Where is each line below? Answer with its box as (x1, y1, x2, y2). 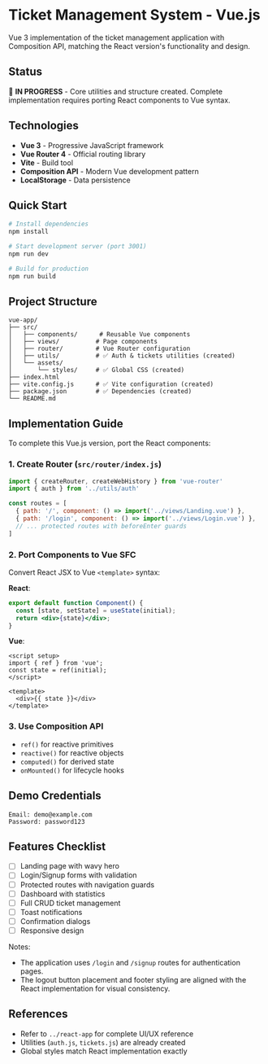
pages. (19, 966, 44, 976)
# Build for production (8, 265, 89, 273)
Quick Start (8, 198, 67, 212)
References (8, 1007, 68, 1021)
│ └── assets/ (8, 359, 63, 367)
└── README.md (8, 395, 57, 403)
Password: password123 (8, 817, 85, 825)
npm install (8, 228, 49, 236)
